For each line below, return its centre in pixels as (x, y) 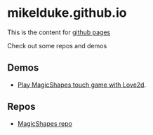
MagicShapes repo (45, 123)
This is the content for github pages (59, 32)
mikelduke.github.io (67, 13)
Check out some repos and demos (57, 45)
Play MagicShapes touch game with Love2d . (81, 85)
